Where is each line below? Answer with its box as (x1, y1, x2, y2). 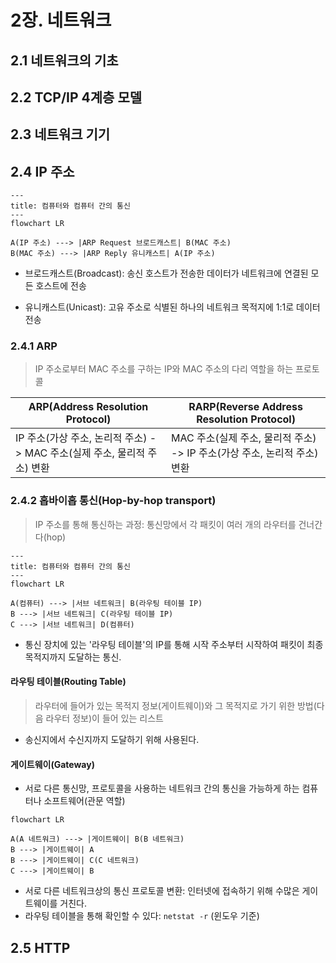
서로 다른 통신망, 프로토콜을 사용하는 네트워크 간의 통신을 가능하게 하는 (24, 782, 300, 795)
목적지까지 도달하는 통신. (24, 651, 122, 663)
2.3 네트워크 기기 (10, 126, 111, 143)
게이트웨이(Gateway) (10, 758, 95, 770)
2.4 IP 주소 (10, 163, 75, 180)
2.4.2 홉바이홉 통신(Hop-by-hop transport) (10, 494, 217, 508)
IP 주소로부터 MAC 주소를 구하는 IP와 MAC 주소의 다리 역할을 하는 (34, 363, 294, 375)
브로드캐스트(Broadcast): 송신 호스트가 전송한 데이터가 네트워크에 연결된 (24, 267, 309, 280)
